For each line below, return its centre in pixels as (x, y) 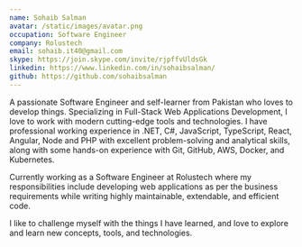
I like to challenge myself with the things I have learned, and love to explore (149, 223)
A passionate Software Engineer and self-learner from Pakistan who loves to (151, 102)
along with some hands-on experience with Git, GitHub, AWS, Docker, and (147, 150)
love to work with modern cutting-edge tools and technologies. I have (138, 121)
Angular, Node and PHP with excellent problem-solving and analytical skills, (150, 140)
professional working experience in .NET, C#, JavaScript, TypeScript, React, (151, 131)
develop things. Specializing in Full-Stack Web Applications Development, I (149, 111)
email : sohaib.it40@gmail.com (66, 51)
